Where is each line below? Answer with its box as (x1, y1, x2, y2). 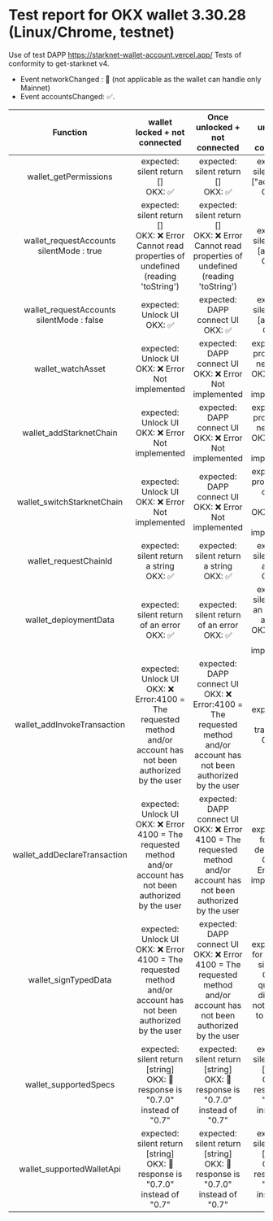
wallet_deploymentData (24, 614, 115, 626)
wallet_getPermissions (27, 171, 113, 182)
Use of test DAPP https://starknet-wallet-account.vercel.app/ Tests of (8, 50, 242, 59)
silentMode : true (37, 245, 102, 256)
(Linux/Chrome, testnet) (8, 23, 175, 41)
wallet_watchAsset (33, 363, 106, 374)
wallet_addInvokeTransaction (15, 718, 126, 730)
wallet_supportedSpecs (24, 1079, 115, 1090)
